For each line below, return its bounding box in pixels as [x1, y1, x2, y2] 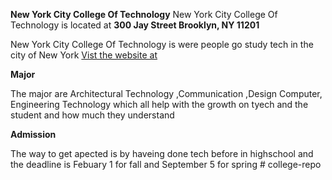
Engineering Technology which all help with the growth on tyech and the [10, 99, 309, 110]
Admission [10, 129, 57, 140]
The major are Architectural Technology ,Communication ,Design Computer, [10, 88, 323, 99]
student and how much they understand [10, 109, 175, 121]
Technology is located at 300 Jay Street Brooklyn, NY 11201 [10, 19, 260, 31]
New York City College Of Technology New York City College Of [10, 9, 278, 20]
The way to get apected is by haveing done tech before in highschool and [10, 148, 314, 159]
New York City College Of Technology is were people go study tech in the [10, 39, 314, 50]
